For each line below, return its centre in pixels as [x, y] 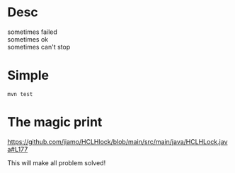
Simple [28, 76]
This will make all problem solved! [57, 162]
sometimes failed [33, 32]
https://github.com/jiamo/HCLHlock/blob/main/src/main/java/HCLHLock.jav [117, 141]
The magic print [55, 123]
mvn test [20, 94]
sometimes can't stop [39, 47]
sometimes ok [28, 39]
